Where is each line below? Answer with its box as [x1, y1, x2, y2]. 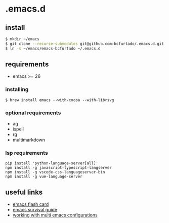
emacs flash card [12, 201, 49, 207]
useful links [5, 188, 43, 196]
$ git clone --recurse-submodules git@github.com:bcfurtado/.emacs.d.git [5, 41, 164, 46]
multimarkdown [12, 137, 46, 143]
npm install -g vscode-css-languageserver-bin [5, 170, 105, 175]
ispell [12, 126, 24, 132]
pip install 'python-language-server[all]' [5, 161, 99, 166]
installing [5, 86, 29, 93]
